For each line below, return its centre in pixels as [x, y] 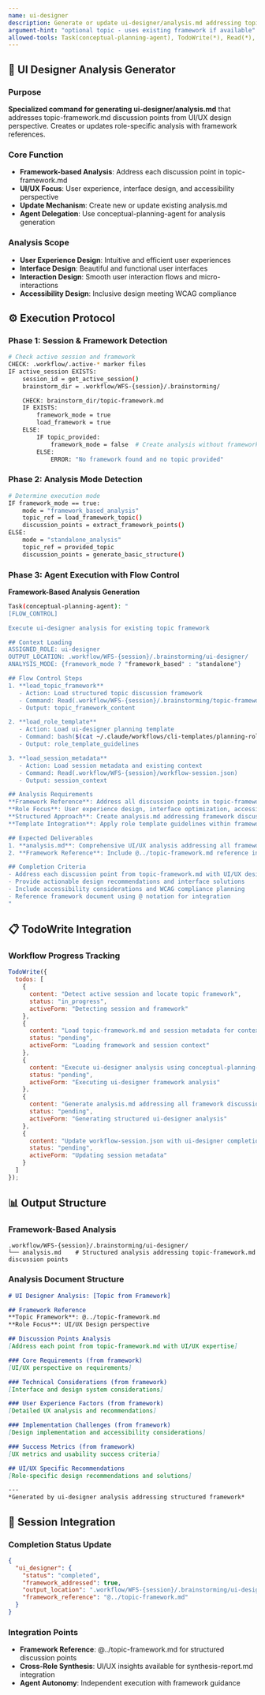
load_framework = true [74, 423]
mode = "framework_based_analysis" [81, 511]
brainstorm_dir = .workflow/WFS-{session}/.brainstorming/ [121, 386]
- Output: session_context [63, 780]
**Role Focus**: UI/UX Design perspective [79, 1325]
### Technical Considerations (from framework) [88, 1382]
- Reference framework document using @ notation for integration [119, 896]
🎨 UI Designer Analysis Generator [92, 69]
